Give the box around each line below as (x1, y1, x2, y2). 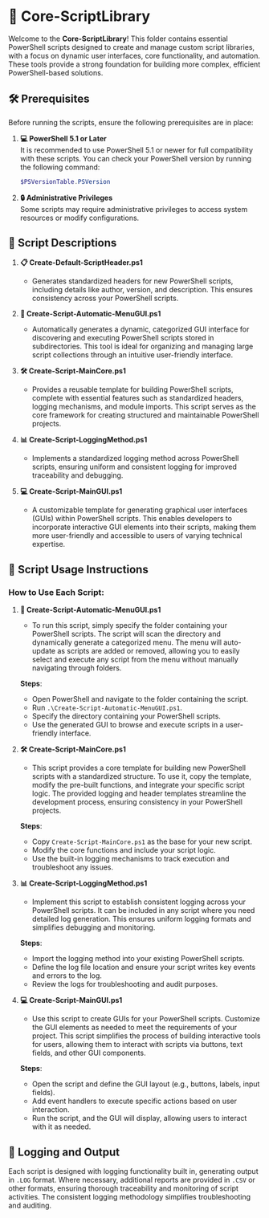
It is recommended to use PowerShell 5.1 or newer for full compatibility (19, 145, 254, 155)
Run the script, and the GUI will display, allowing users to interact (31, 1114, 247, 1123)
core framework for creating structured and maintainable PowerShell (31, 410, 259, 420)
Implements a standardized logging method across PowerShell (31, 454, 239, 463)
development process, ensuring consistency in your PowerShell (31, 797, 243, 807)
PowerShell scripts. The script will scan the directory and (31, 629, 221, 639)
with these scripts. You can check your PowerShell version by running (19, 153, 251, 163)
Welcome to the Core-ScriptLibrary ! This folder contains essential (8, 34, 229, 43)
